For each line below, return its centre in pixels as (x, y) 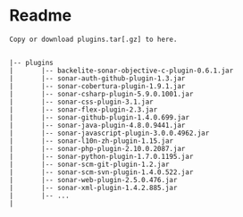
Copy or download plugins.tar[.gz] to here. (93, 39)
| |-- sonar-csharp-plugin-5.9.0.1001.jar (101, 94)
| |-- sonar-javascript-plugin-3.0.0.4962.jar (109, 133)
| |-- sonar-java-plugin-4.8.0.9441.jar (97, 125)
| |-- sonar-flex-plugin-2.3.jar (84, 109)
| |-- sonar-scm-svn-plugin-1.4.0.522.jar (101, 172)
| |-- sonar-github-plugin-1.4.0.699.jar (100, 117)
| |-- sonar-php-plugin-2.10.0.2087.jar (97, 148)
